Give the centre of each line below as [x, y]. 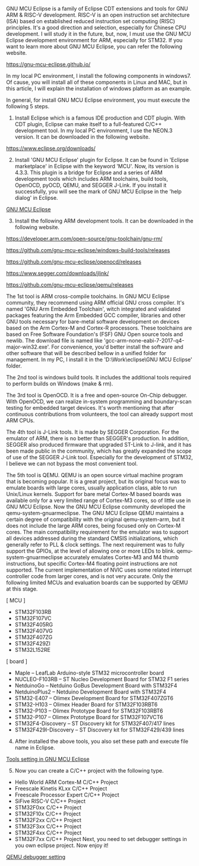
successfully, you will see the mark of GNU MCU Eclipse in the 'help [98, 192]
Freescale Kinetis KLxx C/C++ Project [61, 788]
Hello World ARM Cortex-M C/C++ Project [66, 782]
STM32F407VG [34, 631]
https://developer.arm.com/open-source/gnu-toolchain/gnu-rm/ [84, 239]
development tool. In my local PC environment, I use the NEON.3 [94, 131]
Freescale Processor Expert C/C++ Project [67, 795]
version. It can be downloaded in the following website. [82, 137]
